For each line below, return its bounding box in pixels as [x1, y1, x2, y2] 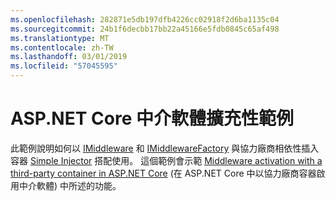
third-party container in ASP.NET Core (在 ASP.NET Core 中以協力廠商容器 [10, 167, 317, 179]
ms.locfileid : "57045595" [10, 61, 118, 71]
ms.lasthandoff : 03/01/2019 [10, 52, 128, 62]
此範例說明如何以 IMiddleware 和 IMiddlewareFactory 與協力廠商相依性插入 [10, 142, 320, 154]
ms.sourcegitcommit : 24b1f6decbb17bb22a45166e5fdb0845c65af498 [10, 24, 280, 34]
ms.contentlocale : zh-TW [10, 42, 114, 53]
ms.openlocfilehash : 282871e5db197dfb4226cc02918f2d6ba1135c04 [10, 14, 280, 25]
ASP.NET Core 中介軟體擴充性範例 [10, 107, 294, 130]
